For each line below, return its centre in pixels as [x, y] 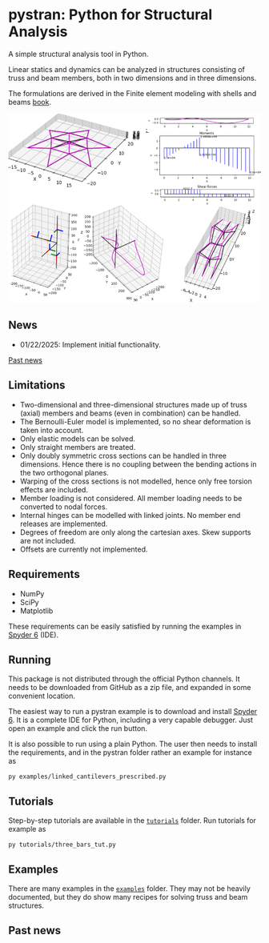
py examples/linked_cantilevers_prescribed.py [87, 777]
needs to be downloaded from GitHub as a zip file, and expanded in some [130, 688]
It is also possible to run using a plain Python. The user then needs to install [133, 744]
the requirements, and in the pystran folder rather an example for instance [130, 752]
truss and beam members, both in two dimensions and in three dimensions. [132, 78]
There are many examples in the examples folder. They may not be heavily [129, 888]
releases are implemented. [64, 524]
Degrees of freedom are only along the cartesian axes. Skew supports [135, 532]
